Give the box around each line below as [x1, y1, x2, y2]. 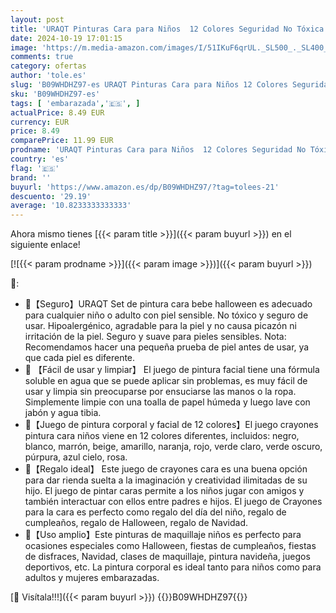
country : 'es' [10, 154, 70, 164]
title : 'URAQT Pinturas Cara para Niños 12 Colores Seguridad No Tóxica [10, 24, 325, 34]
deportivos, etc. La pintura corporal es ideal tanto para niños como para [24, 561, 322, 573]
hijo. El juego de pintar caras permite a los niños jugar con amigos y [24, 485, 305, 497]
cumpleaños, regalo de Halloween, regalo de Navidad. [24, 517, 249, 529]
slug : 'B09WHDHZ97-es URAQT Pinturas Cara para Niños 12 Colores [10, 80, 288, 90]
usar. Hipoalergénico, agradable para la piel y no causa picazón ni [24, 320, 297, 332]
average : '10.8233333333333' [10, 201, 132, 211]
